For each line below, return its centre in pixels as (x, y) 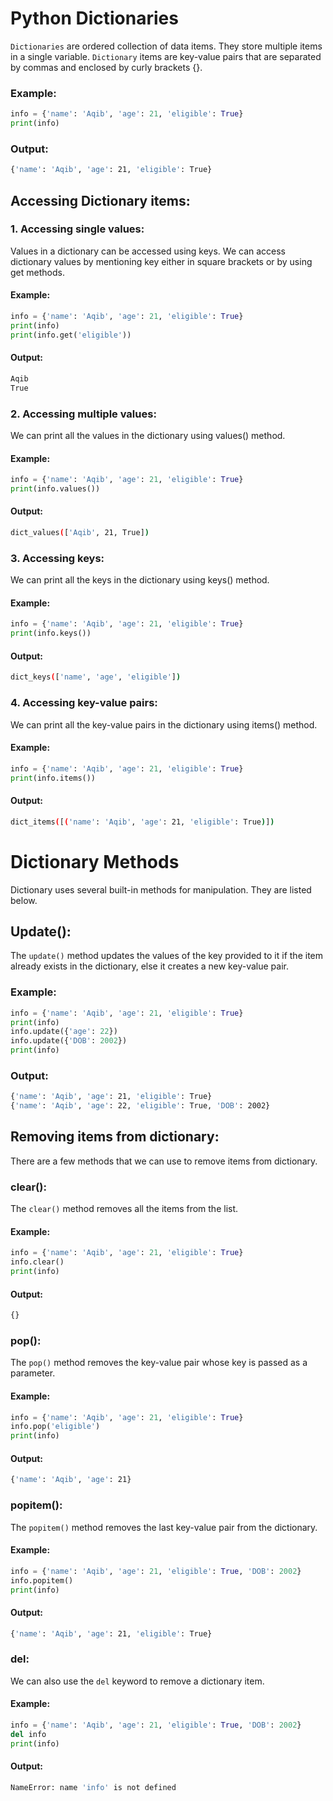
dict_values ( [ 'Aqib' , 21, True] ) (80, 533)
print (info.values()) (55, 489)
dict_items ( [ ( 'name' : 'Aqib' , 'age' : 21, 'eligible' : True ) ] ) (142, 822)
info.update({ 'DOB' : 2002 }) (69, 1041)
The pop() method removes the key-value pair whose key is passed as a (159, 1363)
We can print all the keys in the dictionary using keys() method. (140, 580)
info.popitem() (42, 1580)
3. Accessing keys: (57, 558)
